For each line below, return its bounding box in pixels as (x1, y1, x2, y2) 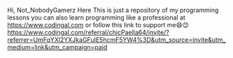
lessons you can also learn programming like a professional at (7, 13, 185, 22)
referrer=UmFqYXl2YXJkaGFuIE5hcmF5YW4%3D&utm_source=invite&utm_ (7, 36, 226, 44)
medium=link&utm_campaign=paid (7, 43, 108, 51)
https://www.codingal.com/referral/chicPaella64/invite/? (7, 28, 169, 36)
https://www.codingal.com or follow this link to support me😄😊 (7, 21, 189, 29)
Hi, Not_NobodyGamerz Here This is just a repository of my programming (7, 6, 219, 14)
